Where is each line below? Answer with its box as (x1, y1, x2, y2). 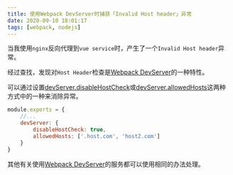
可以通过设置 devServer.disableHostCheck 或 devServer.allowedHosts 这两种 (7, 83, 226, 92)
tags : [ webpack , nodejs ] (7, 23, 81, 31)
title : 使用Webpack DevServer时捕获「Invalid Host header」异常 (7, 10, 192, 18)
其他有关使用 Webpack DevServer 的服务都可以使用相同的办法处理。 (7, 159, 205, 168)
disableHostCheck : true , (33, 126, 107, 133)
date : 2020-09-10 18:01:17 (7, 17, 87, 24)
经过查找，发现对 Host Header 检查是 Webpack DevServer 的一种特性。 (7, 68, 209, 77)
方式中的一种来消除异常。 (7, 92, 82, 100)
